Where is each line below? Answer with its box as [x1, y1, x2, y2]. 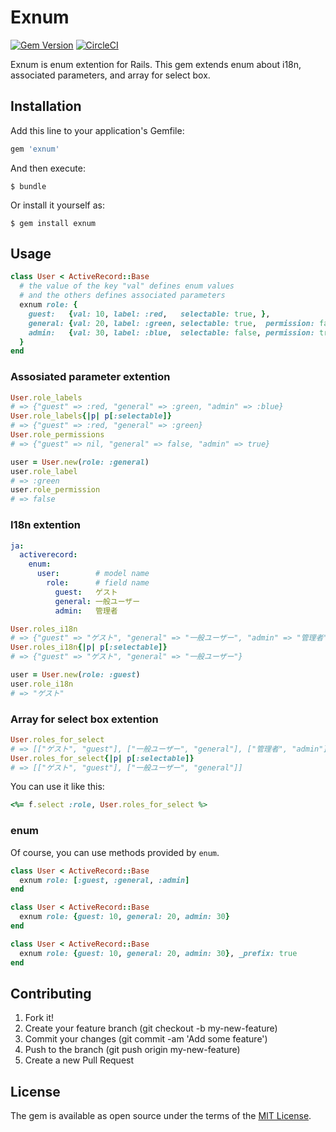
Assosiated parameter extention [10, 370, 171, 384]
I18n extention [10, 518, 81, 532]
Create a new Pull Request [24, 1054, 135, 1066]
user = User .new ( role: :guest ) [10, 670, 141, 680]
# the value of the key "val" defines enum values [19, 281, 235, 291]
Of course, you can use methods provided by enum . [10, 846, 220, 858]
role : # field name [46, 578, 150, 588]
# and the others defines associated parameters [19, 291, 226, 301]
